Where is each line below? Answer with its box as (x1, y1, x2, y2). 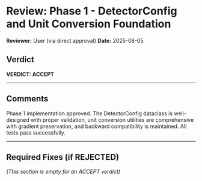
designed (6, 116, 30, 123)
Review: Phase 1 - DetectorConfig (6, 4, 177, 18)
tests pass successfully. (6, 129, 66, 136)
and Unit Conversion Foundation (6, 17, 171, 31)
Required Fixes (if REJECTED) (6, 152, 119, 162)
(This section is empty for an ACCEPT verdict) (6, 168, 121, 176)
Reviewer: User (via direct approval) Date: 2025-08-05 (6, 37, 144, 44)
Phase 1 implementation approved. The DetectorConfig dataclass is (6, 110, 173, 117)
